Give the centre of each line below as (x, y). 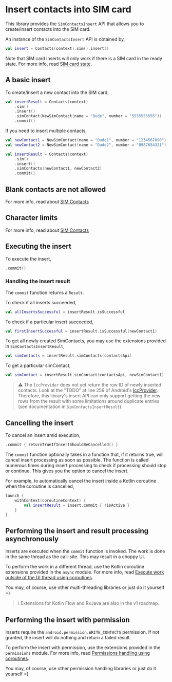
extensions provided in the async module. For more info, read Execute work (85, 572)
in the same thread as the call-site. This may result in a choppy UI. (75, 557)
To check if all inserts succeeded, (41, 302)
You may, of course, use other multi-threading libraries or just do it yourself (85, 587)
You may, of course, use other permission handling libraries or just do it (81, 668)
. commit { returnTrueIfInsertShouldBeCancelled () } (62, 445)
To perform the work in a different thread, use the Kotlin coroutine (75, 567)
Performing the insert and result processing (77, 531)
